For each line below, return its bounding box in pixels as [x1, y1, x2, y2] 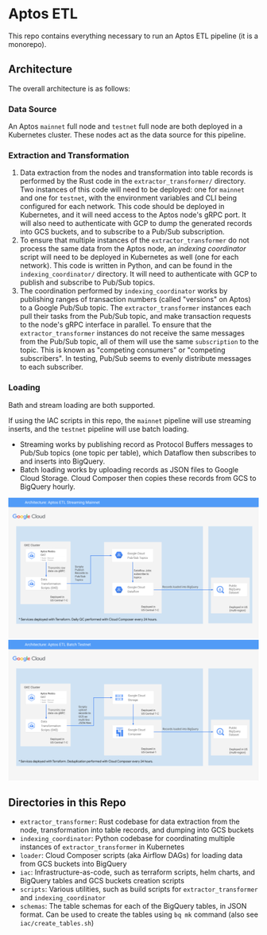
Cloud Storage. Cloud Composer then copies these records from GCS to [19, 473, 257, 483]
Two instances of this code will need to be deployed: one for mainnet [19, 184, 245, 195]
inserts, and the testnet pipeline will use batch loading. [8, 424, 189, 433]
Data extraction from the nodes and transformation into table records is [19, 168, 253, 177]
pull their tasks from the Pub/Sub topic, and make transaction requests [19, 312, 252, 321]
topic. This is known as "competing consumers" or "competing [19, 345, 226, 355]
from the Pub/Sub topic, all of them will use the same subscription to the [19, 337, 259, 347]
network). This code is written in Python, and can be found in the [19, 261, 233, 270]
